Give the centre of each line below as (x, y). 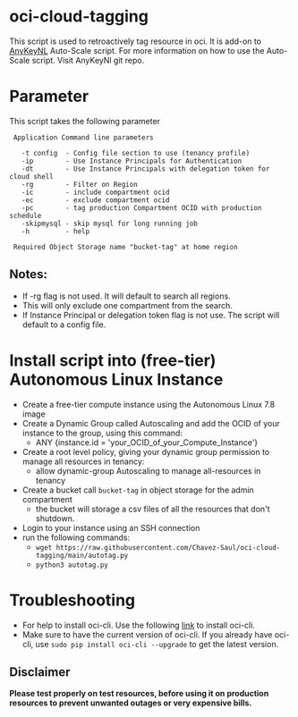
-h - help (55, 231)
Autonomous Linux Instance (116, 380)
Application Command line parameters (83, 137)
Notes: (28, 274)
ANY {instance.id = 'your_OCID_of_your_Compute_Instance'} (147, 442)
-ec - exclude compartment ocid (95, 200)
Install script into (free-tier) (113, 360)
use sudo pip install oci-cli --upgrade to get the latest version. (157, 644)
